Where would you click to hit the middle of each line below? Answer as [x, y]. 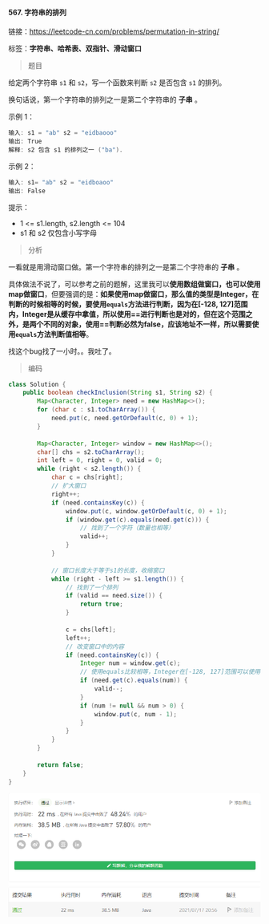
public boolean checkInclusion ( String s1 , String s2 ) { [118, 393]
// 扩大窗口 [68, 486]
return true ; [102, 604]
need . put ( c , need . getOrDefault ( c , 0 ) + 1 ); [124, 418]
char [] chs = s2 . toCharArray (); [91, 452]
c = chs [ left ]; [90, 630]
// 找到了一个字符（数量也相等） [127, 528]
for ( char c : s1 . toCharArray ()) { [96, 410]
